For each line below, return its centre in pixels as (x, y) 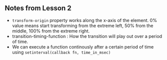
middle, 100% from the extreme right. (51, 31)
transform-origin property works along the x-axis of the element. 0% (85, 20)
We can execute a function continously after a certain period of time (83, 46)
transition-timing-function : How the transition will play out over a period (87, 36)
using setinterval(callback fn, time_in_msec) (61, 52)
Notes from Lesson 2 (38, 8)
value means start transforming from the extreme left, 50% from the (82, 25)
